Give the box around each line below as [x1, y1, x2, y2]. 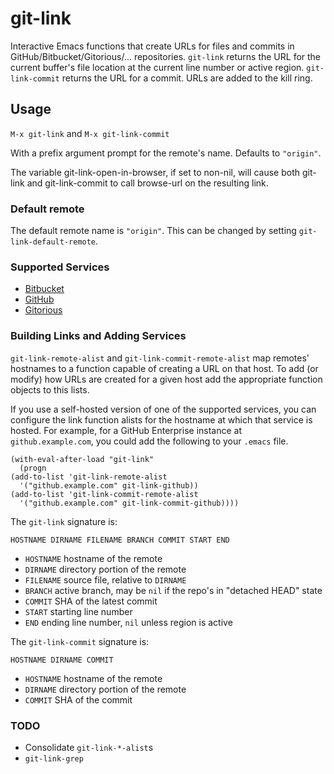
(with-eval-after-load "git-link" [10, 454, 155, 464]
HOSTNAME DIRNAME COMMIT [10, 655, 114, 665]
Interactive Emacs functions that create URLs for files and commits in [10, 40, 295, 52]
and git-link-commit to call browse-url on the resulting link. [26, 177, 269, 189]
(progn [19, 463, 47, 473]
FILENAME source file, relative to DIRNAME [24, 573, 187, 586]
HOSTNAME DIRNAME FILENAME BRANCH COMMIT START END [10, 535, 230, 545]
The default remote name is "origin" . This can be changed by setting [10, 225, 297, 237]
